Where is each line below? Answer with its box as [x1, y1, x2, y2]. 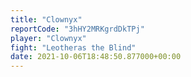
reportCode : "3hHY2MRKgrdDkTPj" [10, 24, 145, 34]
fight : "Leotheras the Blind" [10, 42, 137, 53]
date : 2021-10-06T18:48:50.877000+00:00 [10, 52, 182, 62]
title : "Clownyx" [10, 14, 83, 25]
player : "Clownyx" [10, 33, 87, 43]
